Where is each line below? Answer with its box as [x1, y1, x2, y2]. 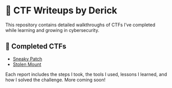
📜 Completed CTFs [5, 42, 67, 51]
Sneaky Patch [12, 56, 43, 62]
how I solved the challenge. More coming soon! [5, 77, 106, 83]
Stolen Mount [12, 61, 42, 67]
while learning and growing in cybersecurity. [5, 27, 100, 33]
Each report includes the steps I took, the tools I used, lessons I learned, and [5, 71, 167, 77]
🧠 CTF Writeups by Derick [5, 5, 118, 16]
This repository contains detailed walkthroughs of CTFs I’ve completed [5, 22, 156, 28]
